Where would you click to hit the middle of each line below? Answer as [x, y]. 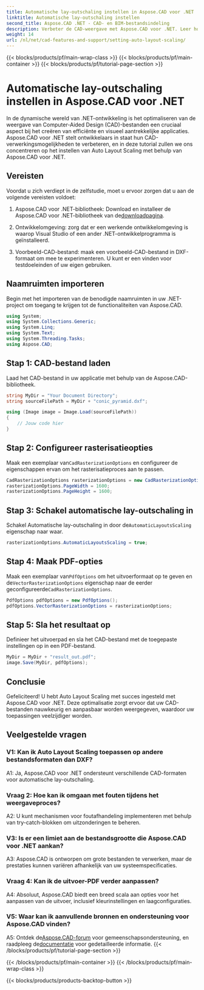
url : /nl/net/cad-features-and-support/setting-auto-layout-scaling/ [96, 40]
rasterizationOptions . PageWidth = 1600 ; [58, 486]
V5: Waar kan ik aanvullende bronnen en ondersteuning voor [98, 916]
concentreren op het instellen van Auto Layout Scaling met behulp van [94, 150]
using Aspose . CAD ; [29, 344]
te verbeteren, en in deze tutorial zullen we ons [134, 144]
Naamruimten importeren [55, 284]
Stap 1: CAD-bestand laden [59, 363]
